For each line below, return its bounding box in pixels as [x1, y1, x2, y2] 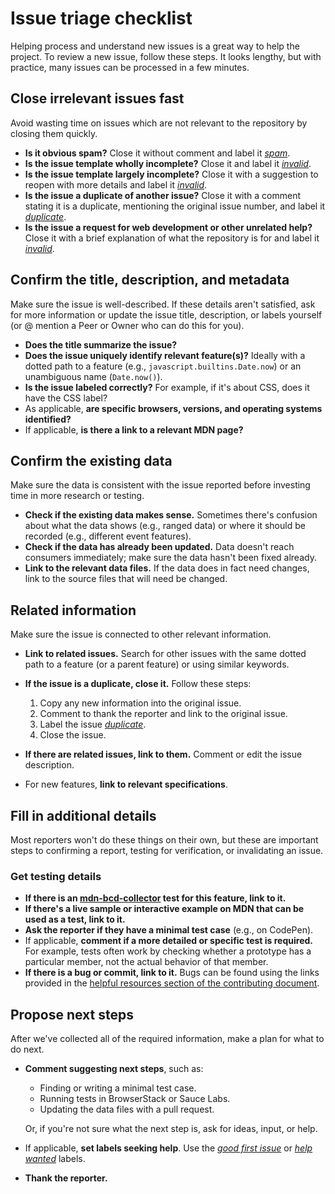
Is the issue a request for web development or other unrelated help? [24, 221, 313, 233]
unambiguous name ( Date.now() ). [24, 370, 163, 382]
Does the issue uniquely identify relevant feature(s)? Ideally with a [24, 349, 306, 361]
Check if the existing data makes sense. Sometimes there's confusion [24, 509, 318, 521]
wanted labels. [24, 1153, 86, 1165]
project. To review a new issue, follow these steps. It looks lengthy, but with [10, 50, 322, 62]
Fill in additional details [10, 807, 157, 824]
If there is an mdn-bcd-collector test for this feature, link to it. [24, 892, 287, 904]
